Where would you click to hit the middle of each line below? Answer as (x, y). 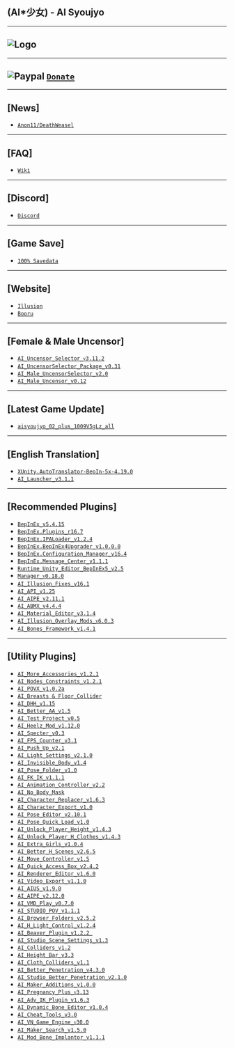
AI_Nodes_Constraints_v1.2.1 (60, 681)
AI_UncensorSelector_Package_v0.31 (69, 367)
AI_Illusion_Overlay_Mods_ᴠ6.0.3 (65, 621)
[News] (23, 108)
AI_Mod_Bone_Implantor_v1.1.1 (61, 1037)
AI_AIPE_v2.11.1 (41, 599)
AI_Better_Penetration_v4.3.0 (61, 970)
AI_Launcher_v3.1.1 (46, 479)
